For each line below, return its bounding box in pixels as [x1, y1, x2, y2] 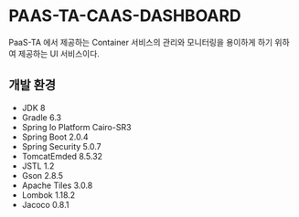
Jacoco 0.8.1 [21, 199, 69, 210]
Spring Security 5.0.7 [21, 140, 101, 151]
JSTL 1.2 [21, 160, 55, 171]
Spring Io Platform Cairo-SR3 [21, 121, 132, 132]
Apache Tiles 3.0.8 [21, 180, 93, 191]
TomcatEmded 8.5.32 [21, 150, 102, 161]
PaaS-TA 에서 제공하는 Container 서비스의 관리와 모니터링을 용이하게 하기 [8, 36, 273, 47]
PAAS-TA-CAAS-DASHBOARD [8, 5, 241, 26]
